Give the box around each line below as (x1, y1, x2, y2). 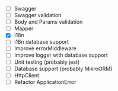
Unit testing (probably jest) (14, 58, 80, 66)
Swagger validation (14, 12, 62, 19)
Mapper (14, 25, 34, 32)
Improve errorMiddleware (14, 45, 76, 52)
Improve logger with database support (14, 51, 108, 58)
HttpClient (14, 71, 40, 79)
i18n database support (14, 38, 69, 45)
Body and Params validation (14, 18, 83, 25)
